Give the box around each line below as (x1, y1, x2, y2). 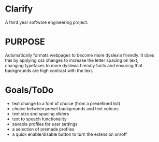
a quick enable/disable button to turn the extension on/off (12, 131, 127, 137)
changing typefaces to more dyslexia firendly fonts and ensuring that (5, 62, 143, 68)
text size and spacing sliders (12, 111, 69, 116)
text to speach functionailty (12, 116, 67, 122)
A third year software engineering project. (5, 19, 88, 25)
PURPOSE (5, 36, 45, 47)
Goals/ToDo (5, 85, 54, 96)
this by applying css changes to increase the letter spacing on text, (5, 57, 139, 63)
